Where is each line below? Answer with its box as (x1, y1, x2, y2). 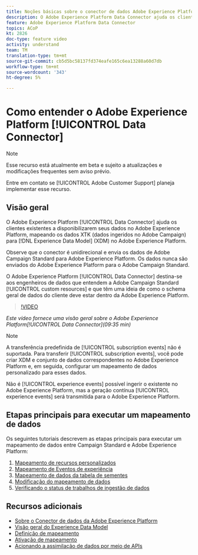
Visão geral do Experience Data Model (14, 523, 108, 530)
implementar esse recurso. (6, 186, 71, 193)
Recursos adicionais (6, 501, 82, 512)
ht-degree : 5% (6, 75, 41, 80)
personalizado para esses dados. (6, 369, 87, 376)
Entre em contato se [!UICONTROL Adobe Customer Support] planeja (6, 179, 175, 186)
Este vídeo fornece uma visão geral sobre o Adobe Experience (6, 314, 159, 321)
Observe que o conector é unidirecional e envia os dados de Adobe (6, 249, 170, 256)
